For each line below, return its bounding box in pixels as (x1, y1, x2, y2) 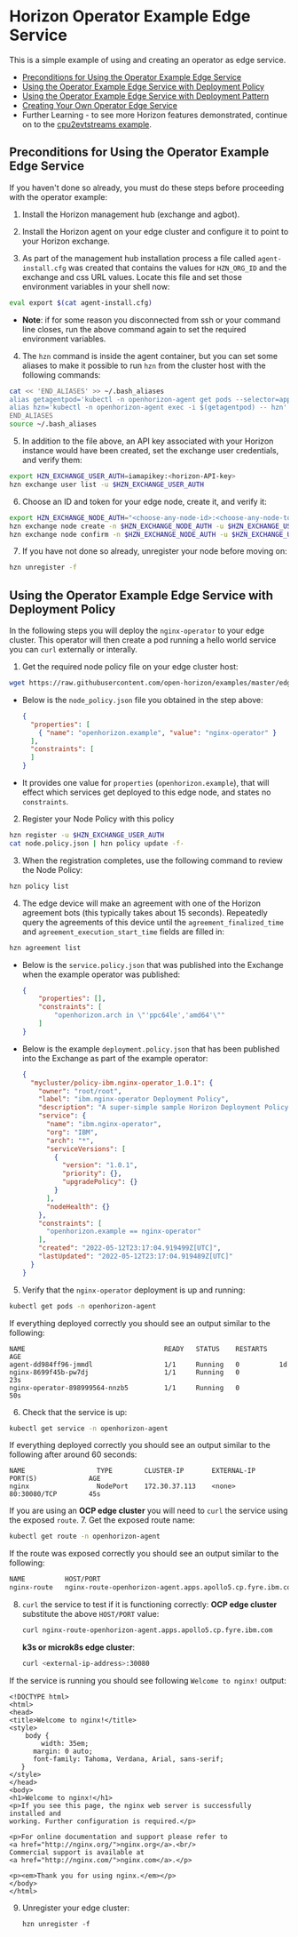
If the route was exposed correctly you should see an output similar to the (9, 1549, 279, 1559)
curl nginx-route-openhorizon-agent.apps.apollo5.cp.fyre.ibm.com (21, 1626, 273, 1635)
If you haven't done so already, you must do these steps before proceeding (9, 182, 285, 193)
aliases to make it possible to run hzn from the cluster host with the (21, 360, 266, 371)
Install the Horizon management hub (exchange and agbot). (21, 209, 240, 220)
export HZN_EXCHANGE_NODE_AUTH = (9, 513, 129, 522)
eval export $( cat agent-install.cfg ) (9, 298, 153, 308)
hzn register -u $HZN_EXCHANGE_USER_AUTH (9, 831, 165, 840)
